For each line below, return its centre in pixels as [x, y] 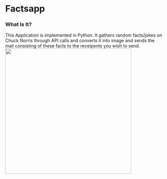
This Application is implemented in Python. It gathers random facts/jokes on [84, 35]
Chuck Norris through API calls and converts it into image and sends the [80, 41]
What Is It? [19, 25]
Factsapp [25, 9]
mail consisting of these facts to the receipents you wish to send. [73, 46]
